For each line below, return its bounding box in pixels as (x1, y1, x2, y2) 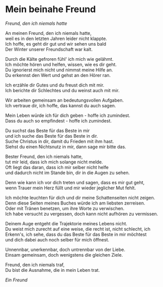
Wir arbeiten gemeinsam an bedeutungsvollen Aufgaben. (5, 97, 124, 103)
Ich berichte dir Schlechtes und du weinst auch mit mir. (5, 87, 120, 93)
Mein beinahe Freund (5, 4, 96, 15)
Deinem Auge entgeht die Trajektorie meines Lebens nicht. (5, 220, 128, 226)
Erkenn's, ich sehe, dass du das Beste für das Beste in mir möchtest (5, 231, 147, 237)
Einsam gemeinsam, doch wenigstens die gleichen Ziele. (5, 252, 123, 258)
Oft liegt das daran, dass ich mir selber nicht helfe (5, 164, 109, 170)
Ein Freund (5, 277, 28, 283)
